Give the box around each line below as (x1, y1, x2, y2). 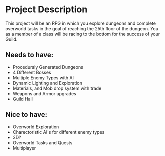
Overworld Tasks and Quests (12, 139, 73, 146)
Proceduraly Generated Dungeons (12, 64, 84, 70)
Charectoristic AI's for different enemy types (12, 129, 105, 135)
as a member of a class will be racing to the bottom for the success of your (5, 31, 160, 37)
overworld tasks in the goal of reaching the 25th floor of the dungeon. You (5, 25, 159, 31)
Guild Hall (12, 96, 33, 102)
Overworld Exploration (12, 124, 59, 130)
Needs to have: (5, 51, 54, 59)
